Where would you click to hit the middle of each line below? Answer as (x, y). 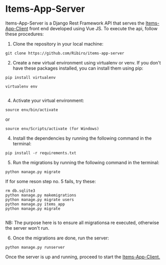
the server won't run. (27, 228)
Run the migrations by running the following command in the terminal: (86, 162)
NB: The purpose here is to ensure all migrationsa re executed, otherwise (82, 223)
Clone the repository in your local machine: (58, 43)
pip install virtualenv (31, 77)
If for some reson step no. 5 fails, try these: (51, 181)
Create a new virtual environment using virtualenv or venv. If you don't (87, 62)
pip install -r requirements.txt (41, 153)
